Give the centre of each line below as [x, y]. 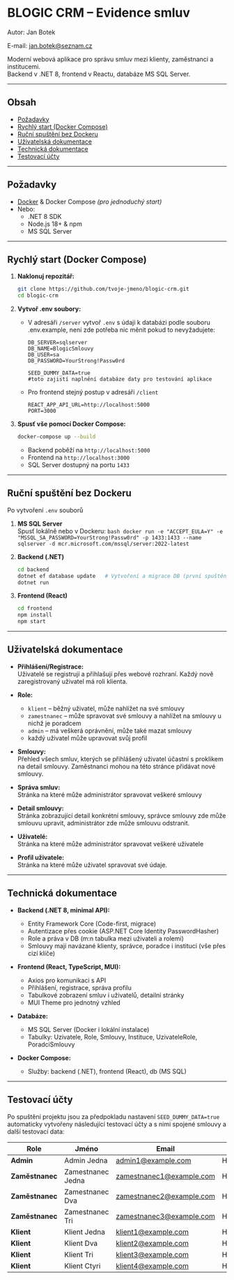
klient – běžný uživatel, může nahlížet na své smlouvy [106, 708]
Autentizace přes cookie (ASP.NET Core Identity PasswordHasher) [123, 931]
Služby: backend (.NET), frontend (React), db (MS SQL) [107, 1071]
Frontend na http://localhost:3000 [79, 457]
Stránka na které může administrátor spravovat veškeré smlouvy [109, 794]
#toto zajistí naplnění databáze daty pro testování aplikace [120, 379]
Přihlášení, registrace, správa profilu [80, 987]
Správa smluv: [39, 787]
